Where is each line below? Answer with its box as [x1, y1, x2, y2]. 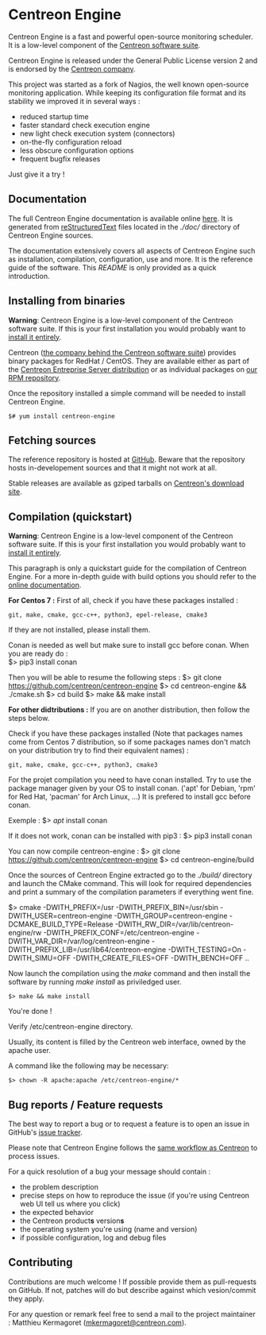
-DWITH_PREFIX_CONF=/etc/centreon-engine [43, 928, 195, 938]
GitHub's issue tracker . [8, 1128, 83, 1137]
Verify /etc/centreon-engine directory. [8, 1022, 133, 1031]
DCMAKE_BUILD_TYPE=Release [8, 919, 114, 929]
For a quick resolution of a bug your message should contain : [8, 1167, 211, 1176]
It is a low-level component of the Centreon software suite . [8, 40, 201, 49]
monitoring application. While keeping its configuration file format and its [8, 87, 246, 97]
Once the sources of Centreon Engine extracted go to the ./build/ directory [8, 870, 253, 880]
